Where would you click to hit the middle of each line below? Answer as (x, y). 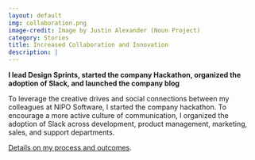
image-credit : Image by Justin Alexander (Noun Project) (104, 30)
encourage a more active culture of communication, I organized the (118, 115)
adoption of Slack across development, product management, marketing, (128, 124)
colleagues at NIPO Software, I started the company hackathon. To (118, 107)
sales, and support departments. (62, 132)
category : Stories (39, 38)
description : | (33, 52)
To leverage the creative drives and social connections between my (119, 99)
